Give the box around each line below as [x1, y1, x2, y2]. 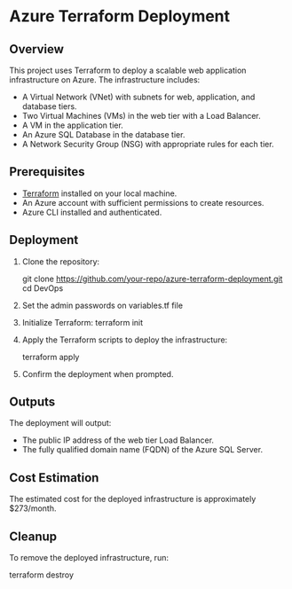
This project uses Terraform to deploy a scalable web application [9, 65, 247, 75]
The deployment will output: [9, 418, 112, 428]
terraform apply [21, 351, 80, 362]
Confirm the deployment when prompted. [21, 368, 174, 379]
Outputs [9, 395, 56, 410]
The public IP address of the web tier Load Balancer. [21, 435, 215, 445]
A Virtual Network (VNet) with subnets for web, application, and [21, 91, 256, 102]
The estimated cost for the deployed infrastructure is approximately [9, 494, 256, 505]
